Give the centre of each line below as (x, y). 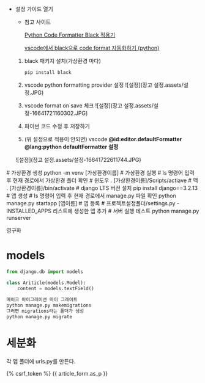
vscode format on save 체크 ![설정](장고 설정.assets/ (89, 105)
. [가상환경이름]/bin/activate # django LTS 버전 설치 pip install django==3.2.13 (102, 188)
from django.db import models (45, 272)
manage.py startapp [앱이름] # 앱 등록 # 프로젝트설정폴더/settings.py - (93, 203)
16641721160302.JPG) (60, 113)
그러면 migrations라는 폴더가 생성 (45, 311)
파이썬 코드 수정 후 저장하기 (57, 126)
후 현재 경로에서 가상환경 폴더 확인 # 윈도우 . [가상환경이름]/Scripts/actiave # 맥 (102, 180)
